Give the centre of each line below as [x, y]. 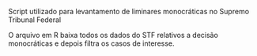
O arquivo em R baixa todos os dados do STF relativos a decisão [113, 35]
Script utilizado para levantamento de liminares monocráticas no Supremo [129, 11]
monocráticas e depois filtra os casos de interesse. [92, 43]
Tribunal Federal [35, 20]
